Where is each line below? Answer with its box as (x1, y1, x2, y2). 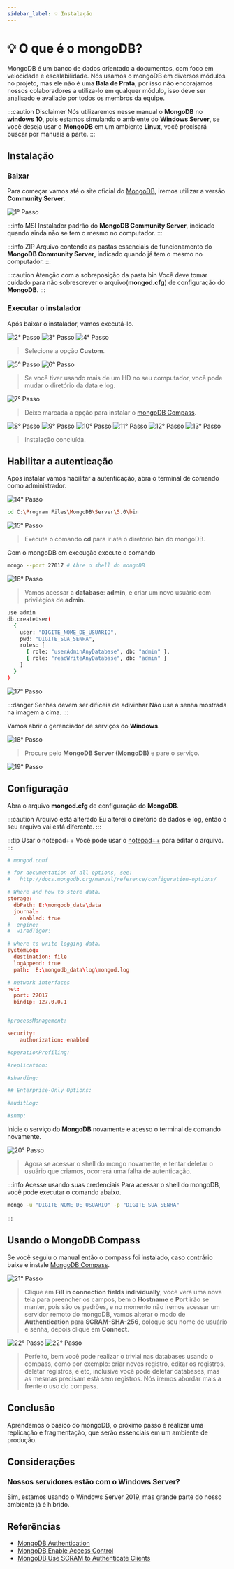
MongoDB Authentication (17, 1539, 91, 1548)
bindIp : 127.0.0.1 (13, 999, 68, 1006)
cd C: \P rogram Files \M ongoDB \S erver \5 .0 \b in (7, 509, 139, 516)
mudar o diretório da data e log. (24, 381, 116, 389)
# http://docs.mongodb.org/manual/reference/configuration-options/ (7, 876, 217, 883)
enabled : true (20, 915, 61, 922)
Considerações (7, 1456, 75, 1467)
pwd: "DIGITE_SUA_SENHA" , (20, 635, 96, 642)
